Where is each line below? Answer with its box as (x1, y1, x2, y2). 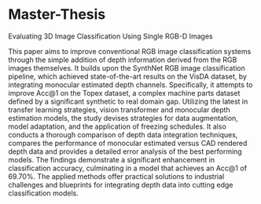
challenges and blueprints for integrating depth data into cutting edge (8, 180, 233, 189)
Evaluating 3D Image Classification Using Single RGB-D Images (8, 31, 214, 41)
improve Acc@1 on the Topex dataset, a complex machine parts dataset (8, 88, 241, 97)
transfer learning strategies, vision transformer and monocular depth (8, 104, 230, 115)
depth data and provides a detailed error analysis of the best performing (8, 147, 242, 156)
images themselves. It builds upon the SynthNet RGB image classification (8, 63, 246, 72)
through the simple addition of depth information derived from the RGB (8, 55, 237, 64)
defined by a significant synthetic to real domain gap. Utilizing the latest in (8, 97, 248, 106)
